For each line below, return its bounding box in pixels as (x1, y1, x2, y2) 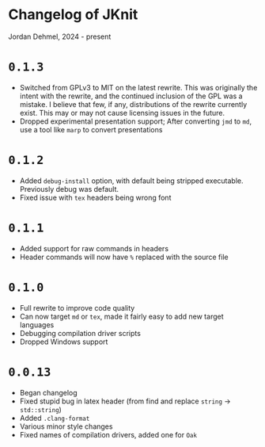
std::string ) (19, 404, 62, 414)
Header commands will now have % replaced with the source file (19, 252, 229, 262)
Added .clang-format (19, 413, 90, 422)
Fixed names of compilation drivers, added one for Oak (19, 430, 198, 439)
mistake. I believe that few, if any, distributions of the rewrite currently (19, 99, 248, 109)
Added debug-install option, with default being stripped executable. (19, 176, 244, 185)
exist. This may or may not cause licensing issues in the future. (19, 108, 225, 117)
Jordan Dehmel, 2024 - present (8, 32, 112, 41)
